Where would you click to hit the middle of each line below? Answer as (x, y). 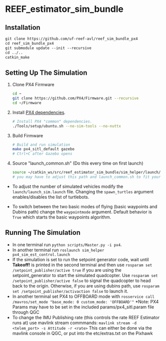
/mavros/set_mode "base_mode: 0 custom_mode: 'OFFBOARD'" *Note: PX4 (85, 301)
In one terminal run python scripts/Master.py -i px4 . (67, 244)
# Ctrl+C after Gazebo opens (42, 154)
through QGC (26, 312)
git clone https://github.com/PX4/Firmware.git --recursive (75, 98)
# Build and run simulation (41, 145)
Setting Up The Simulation (46, 73)
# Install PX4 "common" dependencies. (52, 121)
